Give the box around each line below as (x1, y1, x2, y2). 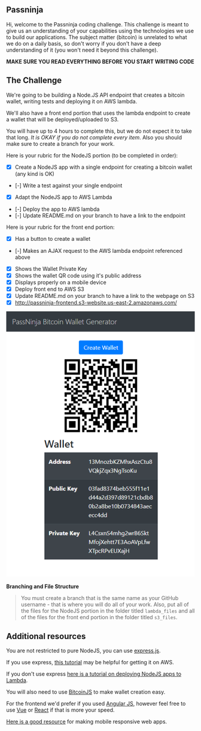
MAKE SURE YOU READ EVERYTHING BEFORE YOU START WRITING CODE (6, 58, 194, 65)
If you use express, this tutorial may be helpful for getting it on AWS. (6, 658, 175, 666)
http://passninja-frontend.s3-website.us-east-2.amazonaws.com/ (14, 299, 178, 306)
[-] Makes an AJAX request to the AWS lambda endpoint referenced (14, 247, 182, 254)
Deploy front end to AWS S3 (14, 285, 85, 293)
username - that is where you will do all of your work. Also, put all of (20, 601, 190, 608)
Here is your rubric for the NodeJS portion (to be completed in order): (6, 151, 178, 159)
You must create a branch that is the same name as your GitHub (20, 595, 179, 602)
